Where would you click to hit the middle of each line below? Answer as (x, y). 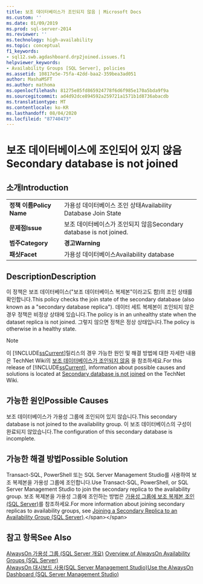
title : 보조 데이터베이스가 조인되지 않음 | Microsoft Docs (74, 12)
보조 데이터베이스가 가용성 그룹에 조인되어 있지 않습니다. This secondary (92, 416)
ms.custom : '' (24, 18)
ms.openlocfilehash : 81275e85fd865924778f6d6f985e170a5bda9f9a (88, 91)
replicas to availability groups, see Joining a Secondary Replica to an (92, 510)
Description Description (51, 276)
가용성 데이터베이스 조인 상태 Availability (118, 205)
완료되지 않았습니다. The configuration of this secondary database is (89, 431)
